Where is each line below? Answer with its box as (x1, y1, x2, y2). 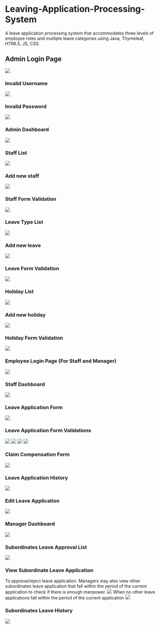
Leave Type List (5, 219, 44, 226)
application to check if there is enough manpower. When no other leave (5, 589, 156, 595)
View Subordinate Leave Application (5, 567, 94, 573)
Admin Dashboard (5, 126, 49, 133)
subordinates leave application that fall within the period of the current (5, 583, 147, 589)
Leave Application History (5, 474, 69, 481)
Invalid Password (5, 103, 47, 110)
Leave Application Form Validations (5, 427, 91, 434)
